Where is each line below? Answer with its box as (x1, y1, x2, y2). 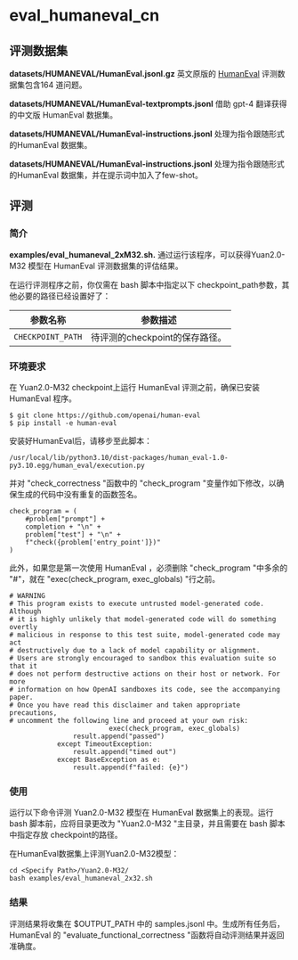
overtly (9, 622, 38, 631)
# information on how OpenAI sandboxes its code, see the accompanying (9, 685, 280, 693)
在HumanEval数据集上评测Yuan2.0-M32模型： (9, 849, 180, 859)
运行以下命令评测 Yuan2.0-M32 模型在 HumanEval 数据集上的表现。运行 (9, 808, 274, 818)
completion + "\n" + (25, 522, 101, 531)
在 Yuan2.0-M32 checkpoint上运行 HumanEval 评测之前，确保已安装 (9, 382, 261, 392)
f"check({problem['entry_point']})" (25, 537, 162, 546)
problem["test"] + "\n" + (25, 529, 122, 539)
